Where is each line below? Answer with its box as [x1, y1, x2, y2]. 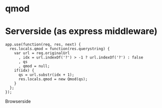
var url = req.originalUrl [14, 51, 70, 56]
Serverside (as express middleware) [5, 26, 158, 37]
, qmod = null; [18, 64, 50, 69]
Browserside [5, 99, 31, 105]
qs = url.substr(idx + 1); [18, 72, 75, 77]
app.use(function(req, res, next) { [5, 42, 81, 47]
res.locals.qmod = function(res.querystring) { [9, 47, 110, 52]
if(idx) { [14, 68, 35, 73]
